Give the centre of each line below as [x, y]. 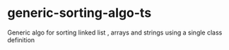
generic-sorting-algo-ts [80, 13]
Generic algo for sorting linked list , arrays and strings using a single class [115, 32]
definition [21, 39]
